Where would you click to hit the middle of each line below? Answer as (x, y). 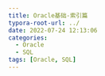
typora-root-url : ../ (44, 23)
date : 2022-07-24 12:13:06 (53, 30)
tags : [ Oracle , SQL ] (43, 60)
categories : (28, 38)
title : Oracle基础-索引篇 (48, 15)
